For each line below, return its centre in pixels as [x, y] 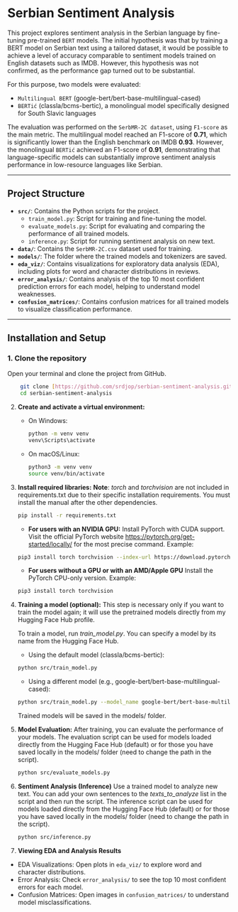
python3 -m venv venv [60, 467]
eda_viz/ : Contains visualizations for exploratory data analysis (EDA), [118, 264]
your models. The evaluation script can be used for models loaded [114, 737]
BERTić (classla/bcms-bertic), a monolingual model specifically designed [123, 105]
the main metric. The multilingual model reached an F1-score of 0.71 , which [117, 134]
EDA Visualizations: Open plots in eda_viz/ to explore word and [109, 864]
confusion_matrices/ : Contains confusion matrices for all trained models [123, 301]
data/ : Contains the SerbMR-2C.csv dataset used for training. [105, 248]
